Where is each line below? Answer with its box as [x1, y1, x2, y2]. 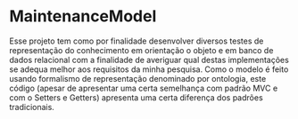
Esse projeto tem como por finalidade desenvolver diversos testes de [9, 36, 264, 46]
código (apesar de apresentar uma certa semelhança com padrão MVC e [9, 83, 278, 93]
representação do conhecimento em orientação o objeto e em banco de [9, 44, 274, 55]
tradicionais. [9, 101, 55, 112]
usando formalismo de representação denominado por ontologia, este [9, 73, 267, 83]
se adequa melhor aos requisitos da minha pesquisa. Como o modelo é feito [9, 64, 289, 75]
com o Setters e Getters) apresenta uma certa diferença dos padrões [9, 91, 263, 103]
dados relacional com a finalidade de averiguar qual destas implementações [9, 54, 290, 65]
